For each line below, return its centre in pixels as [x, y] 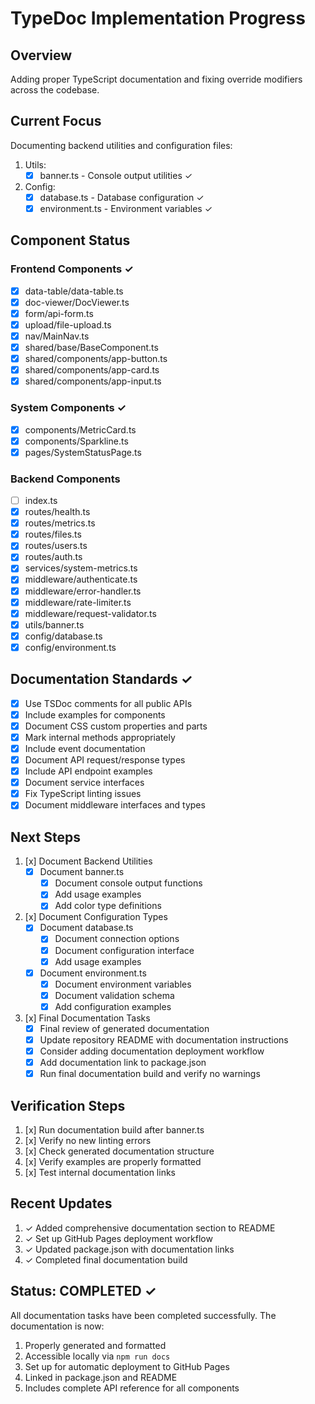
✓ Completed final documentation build [106, 1259]
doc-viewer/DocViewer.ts [77, 302]
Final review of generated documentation [124, 1028]
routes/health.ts [57, 512]
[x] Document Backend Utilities [88, 861]
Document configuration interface [124, 950]
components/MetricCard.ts [80, 429]
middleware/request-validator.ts [90, 613]
